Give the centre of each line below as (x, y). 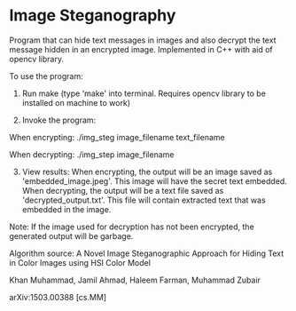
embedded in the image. (66, 209)
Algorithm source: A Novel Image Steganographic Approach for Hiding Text (147, 253)
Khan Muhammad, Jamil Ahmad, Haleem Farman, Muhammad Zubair (135, 280)
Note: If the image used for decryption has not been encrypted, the (132, 227)
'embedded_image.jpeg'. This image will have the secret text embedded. (155, 181)
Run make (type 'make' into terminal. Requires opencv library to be (144, 93)
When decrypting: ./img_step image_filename (92, 154)
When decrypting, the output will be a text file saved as (123, 190)
